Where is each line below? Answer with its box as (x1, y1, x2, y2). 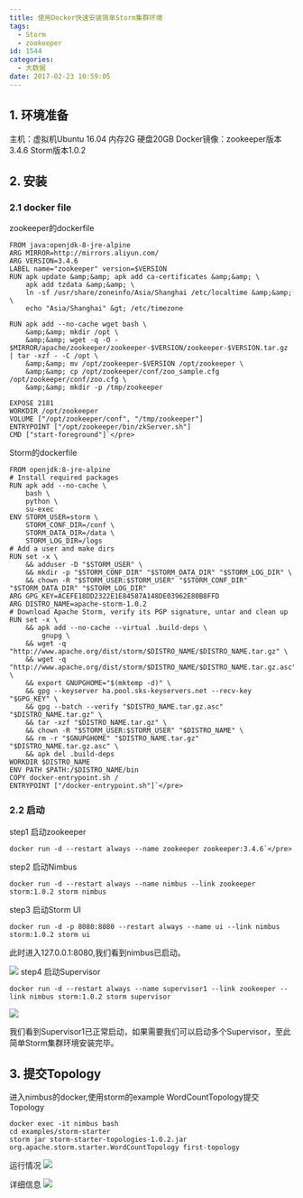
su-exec (25, 505, 54, 515)
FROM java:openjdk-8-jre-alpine (9, 241, 131, 250)
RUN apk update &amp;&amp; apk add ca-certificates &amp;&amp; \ (9, 273, 260, 282)
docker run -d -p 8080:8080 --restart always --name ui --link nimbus (9, 922, 280, 931)
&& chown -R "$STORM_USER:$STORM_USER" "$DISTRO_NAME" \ (25, 726, 244, 736)
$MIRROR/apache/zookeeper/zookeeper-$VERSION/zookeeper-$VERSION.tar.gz (9, 344, 289, 353)
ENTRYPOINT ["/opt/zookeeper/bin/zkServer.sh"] (9, 423, 192, 432)
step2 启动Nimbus (9, 861, 78, 872)
